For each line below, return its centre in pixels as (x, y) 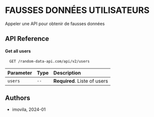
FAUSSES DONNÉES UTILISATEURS (77, 10)
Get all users (18, 51)
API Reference (27, 39)
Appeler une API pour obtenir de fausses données (55, 24)
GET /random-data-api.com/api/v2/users (50, 61)
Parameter (20, 73)
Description (67, 73)
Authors (18, 98)
